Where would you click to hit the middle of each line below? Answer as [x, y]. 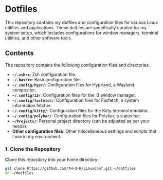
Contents [19, 53]
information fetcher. [32, 105]
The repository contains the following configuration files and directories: [77, 65]
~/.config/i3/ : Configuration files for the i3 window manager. [74, 95]
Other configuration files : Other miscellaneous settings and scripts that [84, 131]
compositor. [24, 90]
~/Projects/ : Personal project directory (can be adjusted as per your [81, 121]
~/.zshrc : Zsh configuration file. [44, 74]
